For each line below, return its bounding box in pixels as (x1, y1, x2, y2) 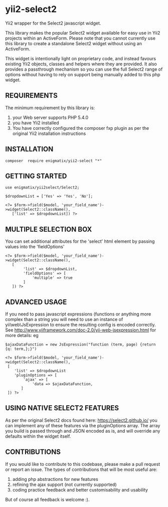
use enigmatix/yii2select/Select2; (5, 185, 80, 190)
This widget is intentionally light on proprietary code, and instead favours (5, 55, 156, 61)
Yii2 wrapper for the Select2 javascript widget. (5, 20, 101, 26)
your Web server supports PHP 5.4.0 (12, 114, 89, 120)
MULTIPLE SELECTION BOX (5, 225, 92, 234)
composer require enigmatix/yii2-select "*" (5, 158, 102, 163)
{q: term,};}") (5, 347, 37, 352)
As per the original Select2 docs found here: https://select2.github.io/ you (5, 417, 157, 423)
